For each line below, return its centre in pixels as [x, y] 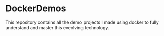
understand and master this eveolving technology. [57, 27]
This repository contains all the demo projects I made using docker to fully [82, 22]
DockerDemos [36, 9]
